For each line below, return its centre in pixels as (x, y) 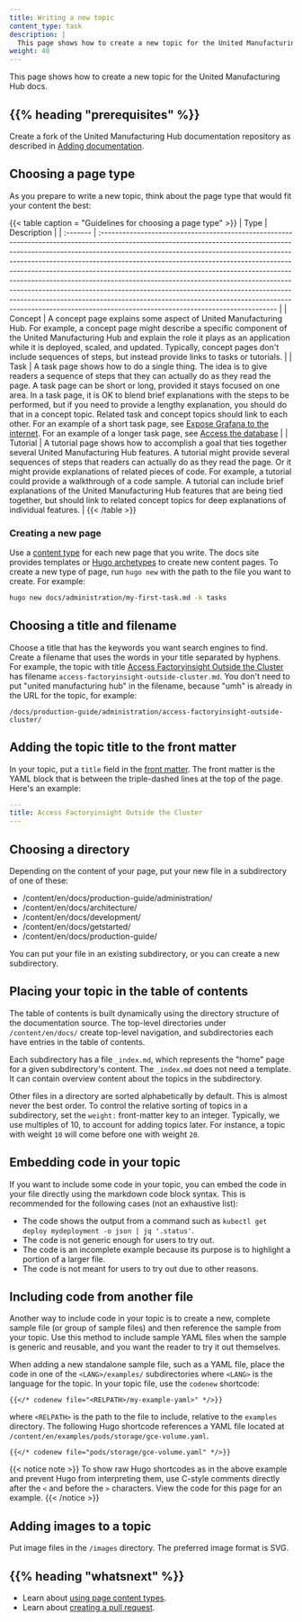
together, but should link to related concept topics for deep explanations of (148, 500)
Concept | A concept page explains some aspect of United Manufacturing (146, 318)
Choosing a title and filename (93, 626)
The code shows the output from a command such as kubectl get (145, 1221)
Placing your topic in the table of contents (129, 991)
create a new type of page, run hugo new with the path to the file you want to (151, 572)
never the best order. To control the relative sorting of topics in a (129, 1105)
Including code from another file (102, 1297)
